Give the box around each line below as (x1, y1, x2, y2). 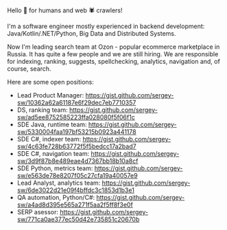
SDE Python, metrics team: (16, 164, 93, 172)
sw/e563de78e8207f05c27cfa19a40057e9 (16, 172, 139, 179)
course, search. (7, 65, 51, 73)
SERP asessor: (16, 208, 58, 216)
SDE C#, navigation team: (16, 150, 90, 157)
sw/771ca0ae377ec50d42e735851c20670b (16, 216, 140, 223)
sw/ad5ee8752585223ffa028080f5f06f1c (16, 113, 135, 121)
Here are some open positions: (7, 78, 94, 86)
